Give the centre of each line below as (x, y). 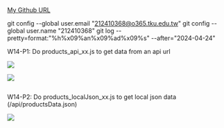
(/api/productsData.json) (42, 104)
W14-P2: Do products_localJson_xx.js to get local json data (92, 97)
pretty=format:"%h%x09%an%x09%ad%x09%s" (79, 38)
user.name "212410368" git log (70, 31)
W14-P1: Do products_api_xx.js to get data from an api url (89, 52)
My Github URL (29, 10)
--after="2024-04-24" (184, 38)
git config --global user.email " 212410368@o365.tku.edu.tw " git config (109, 23)
